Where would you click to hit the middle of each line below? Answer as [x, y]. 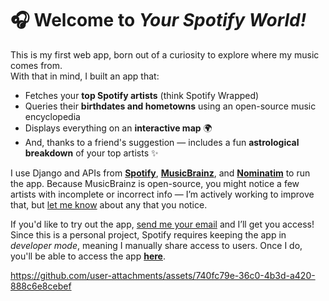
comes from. [36, 65]
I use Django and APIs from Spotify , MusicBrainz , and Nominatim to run [160, 173]
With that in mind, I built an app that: [85, 76]
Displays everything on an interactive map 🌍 [118, 128]
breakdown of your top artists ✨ [91, 153]
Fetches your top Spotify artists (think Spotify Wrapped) [142, 95]
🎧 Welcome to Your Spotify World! [158, 20]
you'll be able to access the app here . [88, 256]
